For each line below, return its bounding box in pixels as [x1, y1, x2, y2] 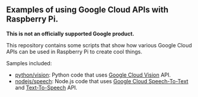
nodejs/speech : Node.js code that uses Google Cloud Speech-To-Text [14, 77, 189, 84]
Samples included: [6, 59, 52, 66]
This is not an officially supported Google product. [6, 30, 135, 37]
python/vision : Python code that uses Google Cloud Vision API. [14, 71, 171, 78]
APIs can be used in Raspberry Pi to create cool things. [6, 48, 143, 55]
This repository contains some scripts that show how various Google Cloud [6, 41, 192, 48]
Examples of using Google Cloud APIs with [6, 5, 169, 15]
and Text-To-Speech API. [14, 84, 78, 91]
